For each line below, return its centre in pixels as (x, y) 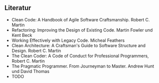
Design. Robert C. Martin (36, 50)
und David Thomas (30, 71)
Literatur (18, 8)
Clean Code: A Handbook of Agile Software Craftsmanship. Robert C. (80, 19)
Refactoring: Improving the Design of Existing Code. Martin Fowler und (82, 30)
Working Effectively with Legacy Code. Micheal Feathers (68, 40)
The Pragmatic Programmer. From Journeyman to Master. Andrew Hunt (83, 66)
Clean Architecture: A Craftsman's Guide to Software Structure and (79, 45)
